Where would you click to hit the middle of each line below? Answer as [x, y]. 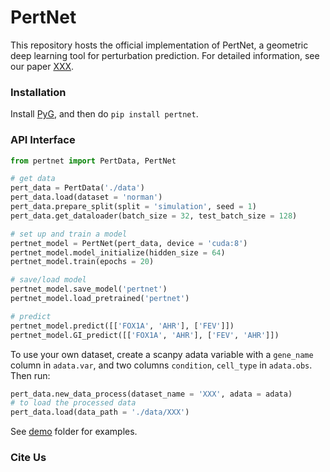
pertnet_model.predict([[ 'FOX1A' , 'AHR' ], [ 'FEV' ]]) [122, 326]
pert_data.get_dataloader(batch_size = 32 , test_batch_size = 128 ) [154, 216]
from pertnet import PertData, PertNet [93, 161]
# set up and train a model [69, 234]
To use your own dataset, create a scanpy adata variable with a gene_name [162, 354]
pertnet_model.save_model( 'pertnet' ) [89, 289]
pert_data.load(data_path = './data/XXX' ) [100, 412]
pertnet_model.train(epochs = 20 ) [82, 262]
